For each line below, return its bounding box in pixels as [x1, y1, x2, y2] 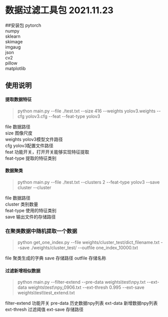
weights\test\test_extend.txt [17, 290, 75, 296]
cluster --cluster [17, 184, 52, 191]
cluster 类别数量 [5, 201, 39, 207]
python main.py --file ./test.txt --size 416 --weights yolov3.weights [17, 108, 156, 114]
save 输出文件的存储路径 [5, 214, 56, 220]
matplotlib [5, 65, 26, 71]
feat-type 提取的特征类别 [5, 155, 57, 161]
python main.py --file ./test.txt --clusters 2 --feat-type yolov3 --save [17, 179, 160, 185]
